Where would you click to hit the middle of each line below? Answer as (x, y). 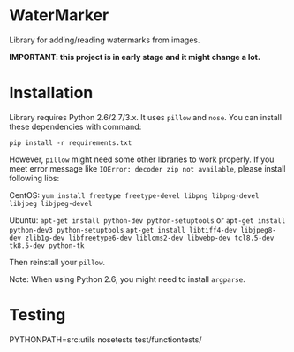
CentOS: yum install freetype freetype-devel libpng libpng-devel (134, 195)
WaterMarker (59, 15)
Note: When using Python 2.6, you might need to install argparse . (127, 279)
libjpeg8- (258, 230)
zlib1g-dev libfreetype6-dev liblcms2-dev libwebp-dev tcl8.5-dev (150, 238)
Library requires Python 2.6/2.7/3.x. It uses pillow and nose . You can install (146, 117)
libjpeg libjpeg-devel (51, 203)
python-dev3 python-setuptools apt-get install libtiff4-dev (123, 230)
